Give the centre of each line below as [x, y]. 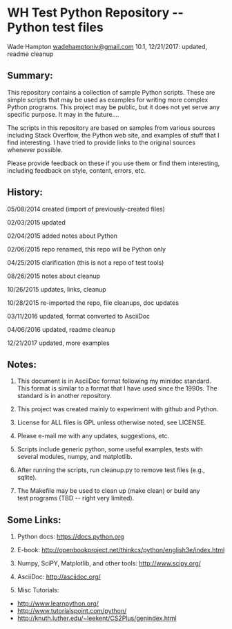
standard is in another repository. [64, 396]
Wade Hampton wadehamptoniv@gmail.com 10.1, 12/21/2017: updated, [107, 46]
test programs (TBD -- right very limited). [76, 498]
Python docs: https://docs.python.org [70, 536]
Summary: [30, 76]
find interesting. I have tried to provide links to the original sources [101, 142]
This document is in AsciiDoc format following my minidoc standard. [114, 381]
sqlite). [27, 478]
